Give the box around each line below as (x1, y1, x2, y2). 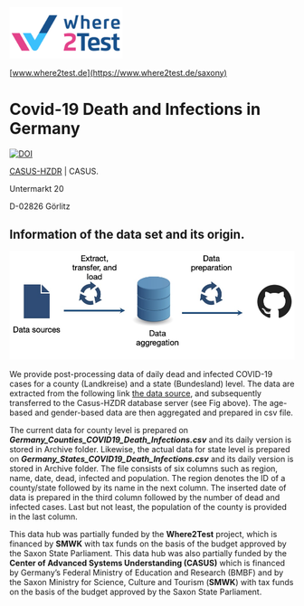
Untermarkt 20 (9, 183, 64, 194)
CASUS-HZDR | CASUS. (9, 166, 100, 176)
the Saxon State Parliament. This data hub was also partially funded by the (9, 548, 288, 559)
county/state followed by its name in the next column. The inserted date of (9, 482, 287, 494)
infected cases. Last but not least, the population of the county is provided (9, 502, 288, 513)
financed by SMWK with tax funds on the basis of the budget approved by (9, 538, 287, 549)
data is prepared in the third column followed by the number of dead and (9, 492, 280, 503)
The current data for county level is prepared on (9, 425, 188, 436)
